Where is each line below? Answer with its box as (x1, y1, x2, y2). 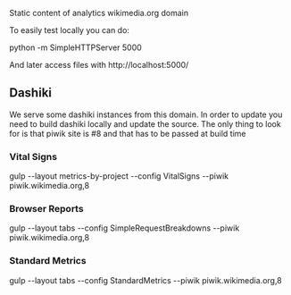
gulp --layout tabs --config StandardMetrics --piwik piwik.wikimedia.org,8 (9, 274, 283, 285)
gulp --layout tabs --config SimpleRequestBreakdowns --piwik (9, 223, 240, 233)
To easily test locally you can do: (9, 25, 129, 35)
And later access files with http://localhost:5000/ (9, 60, 189, 70)
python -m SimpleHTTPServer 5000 (9, 42, 143, 53)
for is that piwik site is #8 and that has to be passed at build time (9, 128, 246, 139)
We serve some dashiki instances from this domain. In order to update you (9, 109, 283, 120)
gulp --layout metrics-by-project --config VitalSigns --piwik (9, 171, 229, 181)
